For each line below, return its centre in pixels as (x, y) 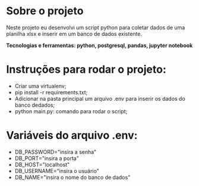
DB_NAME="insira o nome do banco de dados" (72, 177)
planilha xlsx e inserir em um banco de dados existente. (74, 33)
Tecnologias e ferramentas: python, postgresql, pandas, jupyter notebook (99, 45)
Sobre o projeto (45, 11)
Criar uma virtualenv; (40, 86)
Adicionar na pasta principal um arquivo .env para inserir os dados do (100, 98)
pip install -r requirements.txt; (51, 92)
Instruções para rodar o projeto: (86, 69)
